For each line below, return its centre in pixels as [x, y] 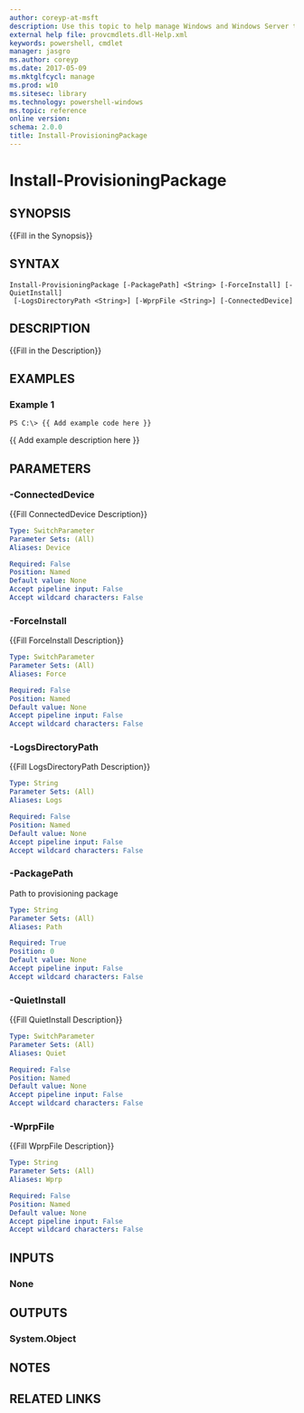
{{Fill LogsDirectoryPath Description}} [80, 767]
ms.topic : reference [48, 111]
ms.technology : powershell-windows [76, 102]
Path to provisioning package [64, 893]
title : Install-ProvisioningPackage [78, 136]
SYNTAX [35, 264]
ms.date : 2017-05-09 [48, 69]
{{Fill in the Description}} [56, 351]
